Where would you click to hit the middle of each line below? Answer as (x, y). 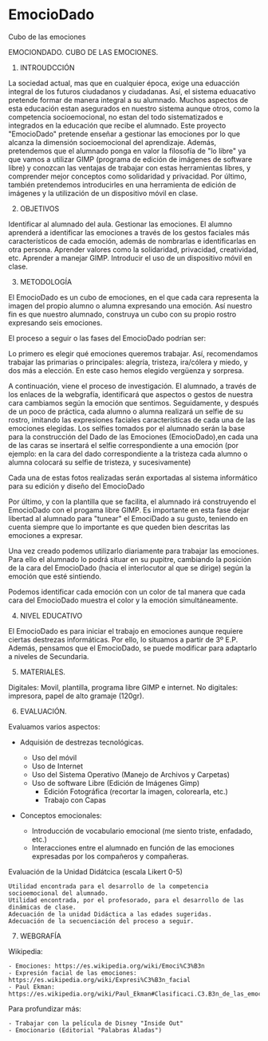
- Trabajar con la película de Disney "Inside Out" (96, 1023)
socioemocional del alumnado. (59, 893)
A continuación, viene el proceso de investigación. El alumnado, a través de (132, 386)
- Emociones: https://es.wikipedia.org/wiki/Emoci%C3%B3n (106, 966)
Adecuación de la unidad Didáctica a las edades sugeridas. (110, 914)
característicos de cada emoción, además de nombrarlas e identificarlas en (132, 241)
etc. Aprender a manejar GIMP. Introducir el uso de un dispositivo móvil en (130, 257)
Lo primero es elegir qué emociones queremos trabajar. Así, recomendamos (133, 353)
